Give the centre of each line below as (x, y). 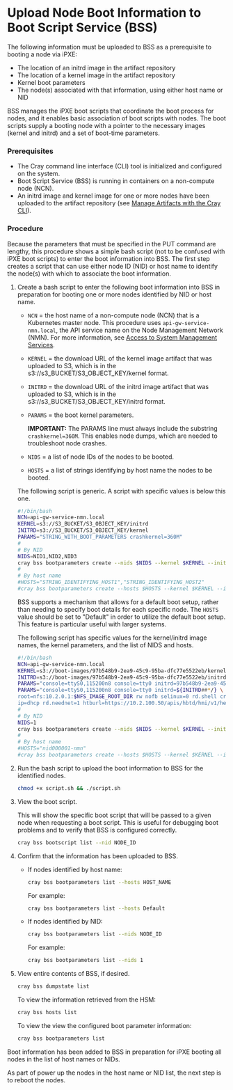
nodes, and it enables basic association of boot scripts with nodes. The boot (116, 118)
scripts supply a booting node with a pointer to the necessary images (106, 125)
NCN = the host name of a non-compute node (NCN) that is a (113, 315)
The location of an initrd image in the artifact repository (96, 68)
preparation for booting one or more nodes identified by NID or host (114, 294)
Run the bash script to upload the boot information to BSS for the (110, 768)
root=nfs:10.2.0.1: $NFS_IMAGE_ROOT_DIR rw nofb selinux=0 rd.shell (117, 697)
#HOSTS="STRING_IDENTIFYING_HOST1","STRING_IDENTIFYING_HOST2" (111, 583)
